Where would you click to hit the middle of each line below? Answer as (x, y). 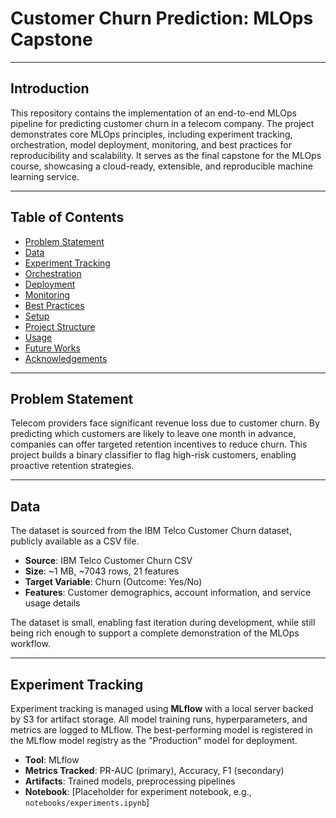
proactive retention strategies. (72, 466)
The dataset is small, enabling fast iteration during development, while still (163, 623)
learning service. (45, 176)
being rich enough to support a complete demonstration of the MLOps (155, 633)
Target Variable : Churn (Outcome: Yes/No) (113, 582)
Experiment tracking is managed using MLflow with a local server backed (162, 708)
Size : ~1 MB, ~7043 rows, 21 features (102, 571)
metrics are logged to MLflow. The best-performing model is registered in (161, 730)
